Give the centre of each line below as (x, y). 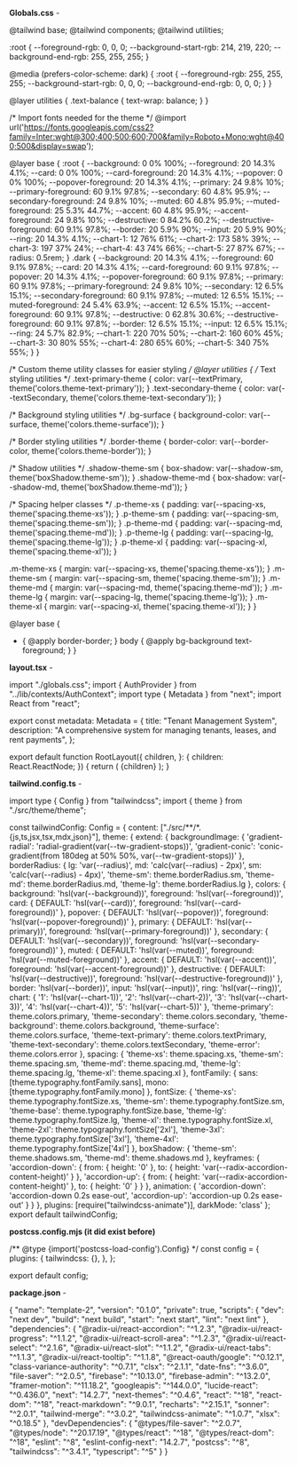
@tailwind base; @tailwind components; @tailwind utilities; (117, 30)
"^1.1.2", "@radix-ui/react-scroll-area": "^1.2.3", (135, 1338)
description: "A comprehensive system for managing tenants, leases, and (143, 730)
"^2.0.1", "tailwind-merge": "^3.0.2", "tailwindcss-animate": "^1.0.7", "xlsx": (145, 1413)
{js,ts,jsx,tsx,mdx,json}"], (55, 837)
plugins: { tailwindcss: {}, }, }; (63, 1258)
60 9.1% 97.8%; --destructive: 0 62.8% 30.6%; (140, 314)
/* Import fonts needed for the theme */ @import (98, 118)
